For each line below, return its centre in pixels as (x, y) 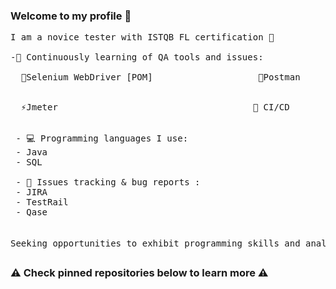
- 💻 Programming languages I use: (102, 138)
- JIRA (31, 192)
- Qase (31, 212)
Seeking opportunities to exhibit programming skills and (155, 243)
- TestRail (42, 202)
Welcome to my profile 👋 (71, 16)
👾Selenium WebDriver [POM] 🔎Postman (160, 77)
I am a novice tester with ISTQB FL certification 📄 (142, 37)
